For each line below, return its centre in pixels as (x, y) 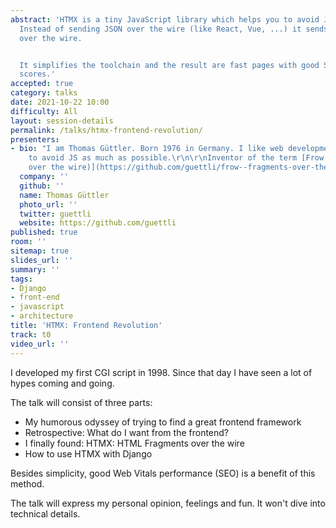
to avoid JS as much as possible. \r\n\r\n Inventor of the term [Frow (176, 158)
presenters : (35, 139)
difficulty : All (44, 111)
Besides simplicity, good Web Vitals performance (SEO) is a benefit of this (163, 473)
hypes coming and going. (62, 383)
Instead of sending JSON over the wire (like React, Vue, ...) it (160, 29)
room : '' (28, 242)
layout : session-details (62, 121)
